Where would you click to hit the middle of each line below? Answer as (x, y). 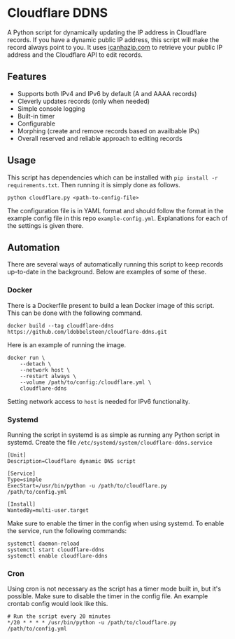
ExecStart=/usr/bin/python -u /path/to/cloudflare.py (87, 485)
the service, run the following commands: (67, 530)
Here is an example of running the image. (67, 344)
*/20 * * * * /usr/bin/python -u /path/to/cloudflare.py (92, 623)
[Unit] (17, 455)
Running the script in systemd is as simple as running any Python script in (114, 435)
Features (27, 77)
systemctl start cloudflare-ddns (56, 550)
